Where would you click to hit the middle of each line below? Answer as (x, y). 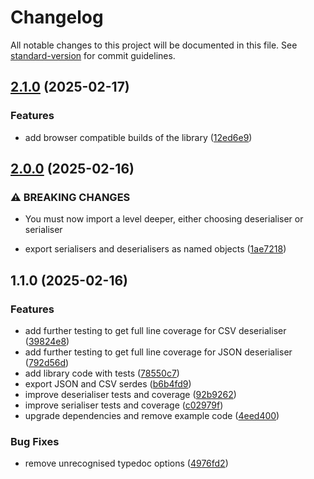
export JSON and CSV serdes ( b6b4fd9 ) (108, 384)
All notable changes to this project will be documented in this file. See (154, 45)
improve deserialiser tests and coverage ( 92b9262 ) (130, 394)
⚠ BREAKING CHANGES (70, 197)
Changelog (57, 17)
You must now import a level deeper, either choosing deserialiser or (164, 219)
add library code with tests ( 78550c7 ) (102, 373)
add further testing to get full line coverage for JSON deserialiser (158, 352)
